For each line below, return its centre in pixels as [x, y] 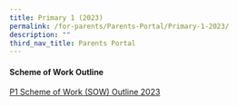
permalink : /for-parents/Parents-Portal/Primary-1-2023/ [119, 26]
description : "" [40, 34]
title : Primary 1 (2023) [56, 18]
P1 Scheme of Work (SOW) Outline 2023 [85, 92]
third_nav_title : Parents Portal [73, 43]
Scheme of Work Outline [57, 72]
